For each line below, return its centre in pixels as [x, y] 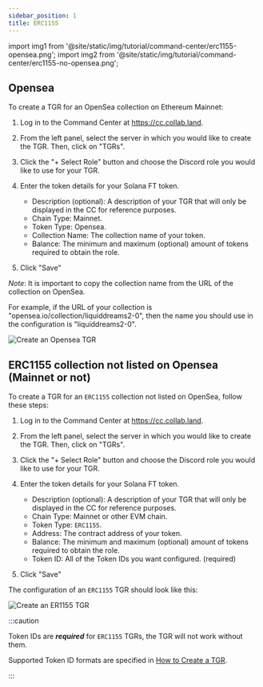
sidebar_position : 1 [43, 16]
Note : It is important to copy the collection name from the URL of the [121, 284]
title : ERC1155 [34, 23]
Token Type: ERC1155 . [67, 525]
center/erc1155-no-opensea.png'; [63, 63]
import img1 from [36, 46]
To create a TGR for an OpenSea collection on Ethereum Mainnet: [116, 107]
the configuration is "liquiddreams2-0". [73, 324]
